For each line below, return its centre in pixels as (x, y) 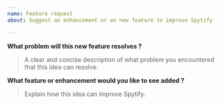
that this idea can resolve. (61, 67)
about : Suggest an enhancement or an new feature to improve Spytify (110, 20)
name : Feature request (40, 14)
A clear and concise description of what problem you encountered (119, 59)
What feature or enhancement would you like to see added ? (96, 80)
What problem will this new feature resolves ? (75, 46)
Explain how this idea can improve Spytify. (85, 94)
